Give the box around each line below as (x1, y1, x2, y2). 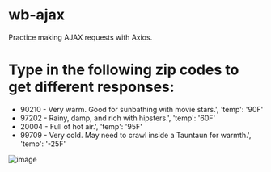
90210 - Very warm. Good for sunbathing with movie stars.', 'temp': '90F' (19, 104, 264, 114)
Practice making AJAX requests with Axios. (8, 32, 153, 42)
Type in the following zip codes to (8, 61, 239, 79)
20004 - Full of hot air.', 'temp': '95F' (19, 121, 143, 131)
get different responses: (8, 78, 176, 96)
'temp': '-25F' (19, 139, 66, 149)
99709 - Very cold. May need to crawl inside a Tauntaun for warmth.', (19, 130, 252, 140)
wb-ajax (8, 6, 65, 24)
